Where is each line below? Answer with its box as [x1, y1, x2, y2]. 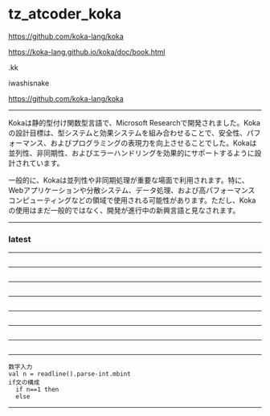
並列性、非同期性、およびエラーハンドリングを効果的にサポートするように [8, 148, 255, 158]
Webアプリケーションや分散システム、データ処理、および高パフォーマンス [8, 185, 256, 195]
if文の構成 [8, 379, 40, 387]
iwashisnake [8, 78, 50, 88]
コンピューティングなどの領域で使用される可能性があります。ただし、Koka [8, 195, 256, 205]
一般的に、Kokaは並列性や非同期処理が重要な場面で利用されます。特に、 [8, 175, 249, 185]
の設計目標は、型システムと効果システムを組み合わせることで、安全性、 [8, 128, 247, 138]
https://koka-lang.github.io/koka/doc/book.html [8, 47, 166, 56]
